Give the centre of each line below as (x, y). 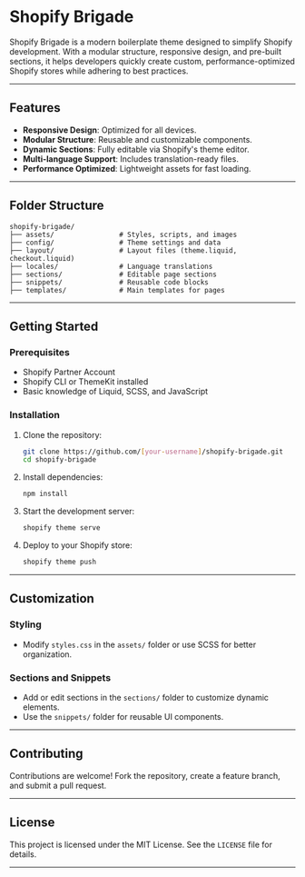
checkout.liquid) (42, 258)
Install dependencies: (63, 477)
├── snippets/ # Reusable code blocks (109, 282)
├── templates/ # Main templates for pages (117, 290)
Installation (35, 415)
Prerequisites (39, 352)
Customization (52, 598)
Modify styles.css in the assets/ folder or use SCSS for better (139, 644)
